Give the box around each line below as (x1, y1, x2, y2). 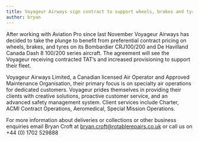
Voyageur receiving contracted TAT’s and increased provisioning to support (6, 56, 191, 63)
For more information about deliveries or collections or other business (6, 116, 176, 123)
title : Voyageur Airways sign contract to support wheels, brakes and (6, 8, 184, 15)
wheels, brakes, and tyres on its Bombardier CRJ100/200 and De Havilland (6, 43, 188, 50)
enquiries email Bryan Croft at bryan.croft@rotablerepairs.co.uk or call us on (6, 123, 192, 130)
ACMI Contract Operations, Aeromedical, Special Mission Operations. (6, 105, 176, 112)
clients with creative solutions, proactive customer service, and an (6, 92, 168, 100)
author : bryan (6, 14, 41, 20)
